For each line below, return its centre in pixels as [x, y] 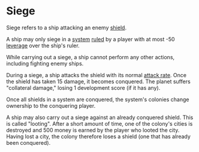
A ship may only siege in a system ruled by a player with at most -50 [91, 39]
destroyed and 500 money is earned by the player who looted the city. [93, 130]
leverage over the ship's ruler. [43, 45]
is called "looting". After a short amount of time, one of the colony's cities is [99, 123]
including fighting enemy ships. [45, 63]
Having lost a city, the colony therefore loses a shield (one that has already [98, 136]
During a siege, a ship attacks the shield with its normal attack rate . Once [97, 75]
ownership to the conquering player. [51, 105]
